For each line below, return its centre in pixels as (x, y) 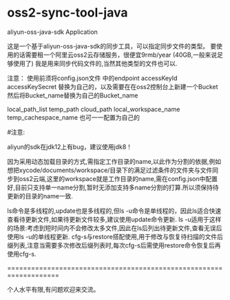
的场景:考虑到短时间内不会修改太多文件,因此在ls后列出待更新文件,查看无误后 (115, 228)
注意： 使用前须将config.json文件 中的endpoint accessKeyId (92, 78)
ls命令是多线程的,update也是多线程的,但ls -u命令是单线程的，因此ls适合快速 (114, 210)
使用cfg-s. (22, 254)
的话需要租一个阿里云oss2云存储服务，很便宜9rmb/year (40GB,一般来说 (115, 55)
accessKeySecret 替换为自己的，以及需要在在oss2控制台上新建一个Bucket (113, 86)
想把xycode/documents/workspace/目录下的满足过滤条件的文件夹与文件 (110, 170)
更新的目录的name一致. (40, 196)
